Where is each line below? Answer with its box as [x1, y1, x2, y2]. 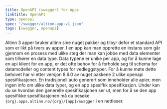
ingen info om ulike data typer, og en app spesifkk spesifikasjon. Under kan [5, 82, 160, 88]
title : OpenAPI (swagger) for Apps [5, 7, 79, 12]
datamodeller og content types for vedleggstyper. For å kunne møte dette [5, 66, 156, 72]
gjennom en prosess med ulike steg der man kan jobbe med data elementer [5, 50, 161, 56]
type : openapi [5, 16, 35, 21]
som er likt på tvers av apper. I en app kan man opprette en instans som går [5, 45, 161, 51]
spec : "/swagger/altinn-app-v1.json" [5, 21, 84, 26]
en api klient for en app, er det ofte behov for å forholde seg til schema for [5, 61, 158, 67]
